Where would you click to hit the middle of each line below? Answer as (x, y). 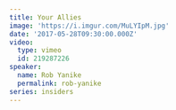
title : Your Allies (46, 17)
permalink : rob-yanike (59, 83)
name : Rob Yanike (50, 75)
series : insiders (42, 91)
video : (21, 42)
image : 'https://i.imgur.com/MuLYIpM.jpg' (89, 26)
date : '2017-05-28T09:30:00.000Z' (74, 34)
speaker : (25, 67)
